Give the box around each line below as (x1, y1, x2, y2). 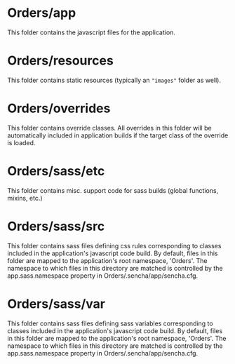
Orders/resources (7, 53, 114, 69)
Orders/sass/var (7, 296, 105, 311)
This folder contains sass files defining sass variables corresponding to (7, 319, 213, 328)
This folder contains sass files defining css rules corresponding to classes (7, 241, 222, 250)
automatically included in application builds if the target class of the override (7, 131, 229, 140)
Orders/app (7, 5, 76, 21)
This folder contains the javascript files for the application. (7, 28, 175, 36)
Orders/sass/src (7, 218, 105, 234)
